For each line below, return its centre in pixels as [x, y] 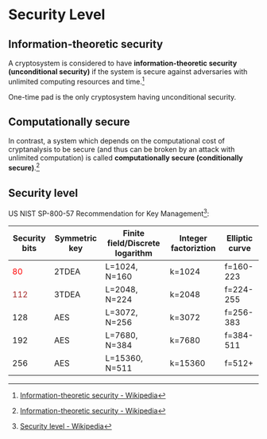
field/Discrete [133, 243]
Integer [193, 238]
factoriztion [193, 248]
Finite [133, 233]
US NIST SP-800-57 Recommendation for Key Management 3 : [109, 213]
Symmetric [76, 238]
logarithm [133, 253]
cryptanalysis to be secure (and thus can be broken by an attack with [122, 150]
